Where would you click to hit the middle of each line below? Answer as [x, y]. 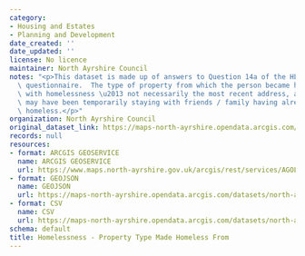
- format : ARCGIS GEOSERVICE [64, 153]
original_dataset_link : [54, 128]
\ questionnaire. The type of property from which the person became [154, 85]
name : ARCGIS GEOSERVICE [64, 161]
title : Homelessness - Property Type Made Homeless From [119, 237]
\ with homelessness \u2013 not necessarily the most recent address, [154, 94]
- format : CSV [36, 204]
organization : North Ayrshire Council [83, 119]
